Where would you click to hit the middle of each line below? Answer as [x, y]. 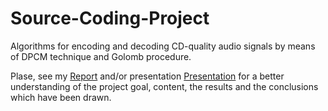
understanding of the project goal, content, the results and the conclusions [164, 86]
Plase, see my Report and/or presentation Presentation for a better [147, 76]
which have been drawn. [61, 97]
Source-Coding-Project [110, 18]
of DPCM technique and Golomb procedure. [101, 56]
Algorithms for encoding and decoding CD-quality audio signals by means [163, 46]
